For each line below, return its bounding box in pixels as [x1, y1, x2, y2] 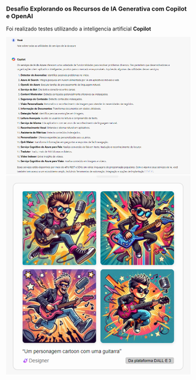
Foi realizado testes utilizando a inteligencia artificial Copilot [6, 25, 152, 32]
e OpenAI [6, 12, 33, 20]
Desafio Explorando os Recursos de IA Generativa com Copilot [6, 5, 187, 13]
